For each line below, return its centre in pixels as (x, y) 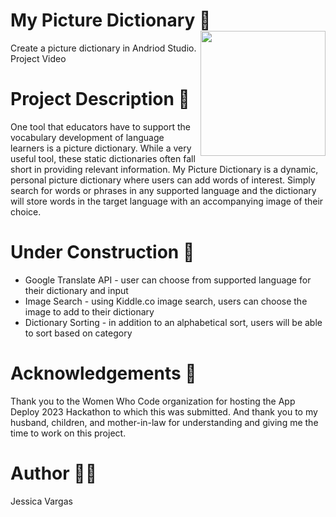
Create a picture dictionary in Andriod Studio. (103, 48)
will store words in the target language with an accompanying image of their (167, 201)
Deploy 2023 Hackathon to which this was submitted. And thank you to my (164, 411)
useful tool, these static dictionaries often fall (103, 158)
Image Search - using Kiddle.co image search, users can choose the (166, 301)
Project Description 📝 (100, 99)
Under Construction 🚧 (102, 252)
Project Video (38, 58)
